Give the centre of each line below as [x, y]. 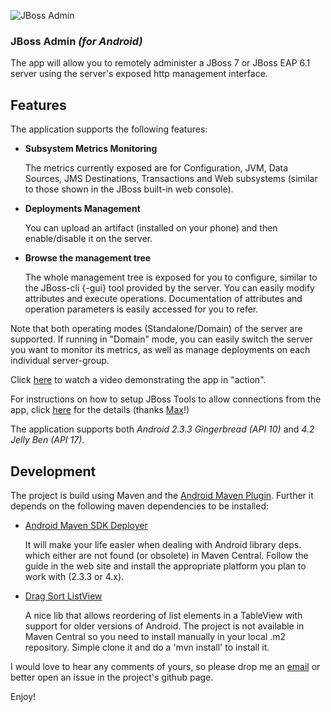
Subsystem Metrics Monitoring [91, 149]
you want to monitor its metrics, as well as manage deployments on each [160, 350]
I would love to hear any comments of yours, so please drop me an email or [165, 666]
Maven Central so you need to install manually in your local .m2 [155, 636]
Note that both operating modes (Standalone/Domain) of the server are [156, 329]
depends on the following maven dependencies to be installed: [139, 506]
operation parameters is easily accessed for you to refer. [141, 309]
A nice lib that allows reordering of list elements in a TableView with [163, 615]
